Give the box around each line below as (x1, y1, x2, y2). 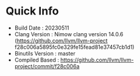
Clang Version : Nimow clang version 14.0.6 (14, 30, 124, 37)
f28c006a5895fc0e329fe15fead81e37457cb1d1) (14, 43, 135, 51)
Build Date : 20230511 (14, 24, 69, 31)
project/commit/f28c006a (14, 62, 80, 70)
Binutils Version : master (14, 49, 75, 57)
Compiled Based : (14, 56, 59, 63)
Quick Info (5, 4, 59, 18)
